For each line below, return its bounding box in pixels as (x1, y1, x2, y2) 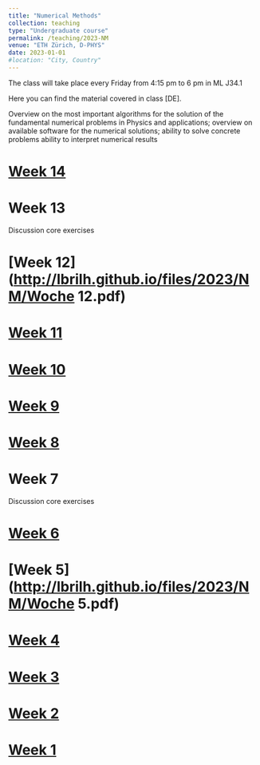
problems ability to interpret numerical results (8, 134, 158, 144)
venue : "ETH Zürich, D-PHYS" (8, 42, 105, 50)
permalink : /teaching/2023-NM (8, 34, 109, 42)
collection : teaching (8, 19, 81, 27)
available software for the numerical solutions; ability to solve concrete (8, 125, 241, 136)
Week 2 (8, 704, 60, 723)
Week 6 (8, 525, 60, 543)
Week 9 (8, 397, 60, 415)
